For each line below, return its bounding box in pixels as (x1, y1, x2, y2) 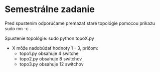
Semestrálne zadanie (5, 4, 95, 15)
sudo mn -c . (5, 25, 31, 31)
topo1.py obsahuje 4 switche (19, 50, 79, 56)
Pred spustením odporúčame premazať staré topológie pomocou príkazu (5, 20, 155, 26)
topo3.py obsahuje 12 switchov (19, 61, 84, 67)
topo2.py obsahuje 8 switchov (19, 55, 82, 61)
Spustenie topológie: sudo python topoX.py (5, 35, 94, 41)
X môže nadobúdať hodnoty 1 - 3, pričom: (12, 45, 98, 51)
